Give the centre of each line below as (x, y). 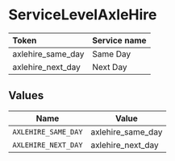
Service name (119, 40)
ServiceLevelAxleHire (83, 15)
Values (26, 95)
